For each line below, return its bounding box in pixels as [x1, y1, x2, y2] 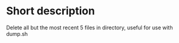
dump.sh [6, 30, 28, 37]
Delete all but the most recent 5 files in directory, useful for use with [6, 24, 173, 31]
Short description [6, 4, 95, 18]
